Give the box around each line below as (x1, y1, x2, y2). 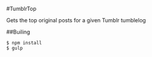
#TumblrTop (6, 5, 36, 12)
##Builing (6, 28, 30, 35)
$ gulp (6, 45, 23, 51)
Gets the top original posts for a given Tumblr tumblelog (6, 17, 146, 23)
